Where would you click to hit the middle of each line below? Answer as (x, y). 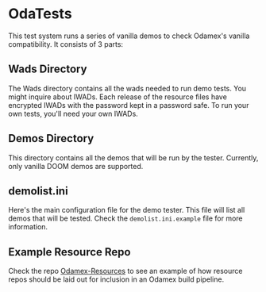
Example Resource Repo (69, 252)
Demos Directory (51, 138)
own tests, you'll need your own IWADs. (73, 113)
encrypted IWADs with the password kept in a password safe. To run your (129, 105)
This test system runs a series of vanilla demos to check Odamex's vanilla (129, 36)
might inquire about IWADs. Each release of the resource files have (118, 97)
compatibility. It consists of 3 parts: (66, 44)
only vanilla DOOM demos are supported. (76, 166)
